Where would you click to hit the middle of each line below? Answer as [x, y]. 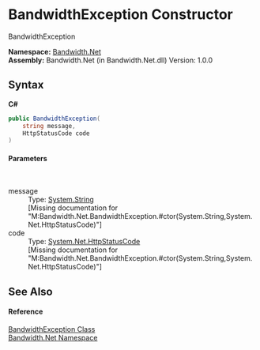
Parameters [28, 158]
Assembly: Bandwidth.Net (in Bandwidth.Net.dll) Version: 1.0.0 [111, 60]
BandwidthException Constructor [121, 15]
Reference [26, 312]
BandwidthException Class [52, 329]
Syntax [26, 85]
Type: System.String [61, 200]
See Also [30, 291]
